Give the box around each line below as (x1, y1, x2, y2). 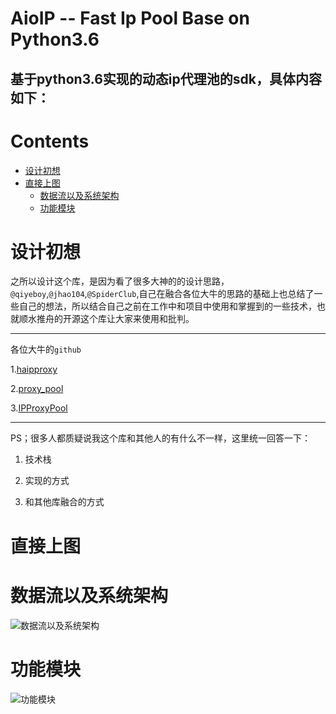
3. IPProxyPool (10, 402, 68, 414)
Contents (10, 130, 90, 152)
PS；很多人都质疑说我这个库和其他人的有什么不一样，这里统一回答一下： (10, 432, 311, 444)
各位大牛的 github (10, 343, 82, 356)
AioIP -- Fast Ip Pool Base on (10, 7, 250, 30)
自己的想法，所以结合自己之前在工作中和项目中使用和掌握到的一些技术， (18, 300, 317, 312)
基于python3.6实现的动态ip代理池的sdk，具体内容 (10, 70, 322, 87)
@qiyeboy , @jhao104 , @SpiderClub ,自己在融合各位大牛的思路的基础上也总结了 (10, 288, 315, 300)
